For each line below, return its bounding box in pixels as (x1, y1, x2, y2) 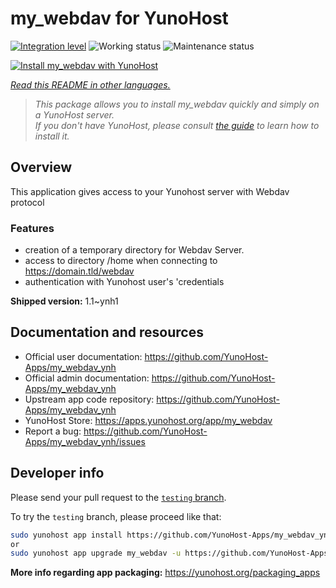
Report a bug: (24, 425, 82, 437)
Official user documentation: (24, 350, 143, 362)
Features (10, 221, 55, 235)
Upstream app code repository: (24, 393, 155, 405)
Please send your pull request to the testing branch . (10, 491, 227, 503)
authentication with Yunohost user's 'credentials (24, 276, 225, 288)
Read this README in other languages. (10, 78, 171, 91)
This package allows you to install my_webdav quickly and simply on (34, 98, 320, 110)
